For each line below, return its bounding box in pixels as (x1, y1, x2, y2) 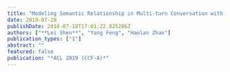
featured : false (7, 49, 54, 56)
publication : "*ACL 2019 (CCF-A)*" (7, 55, 109, 62)
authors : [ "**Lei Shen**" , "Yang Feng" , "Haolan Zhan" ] (7, 29, 171, 36)
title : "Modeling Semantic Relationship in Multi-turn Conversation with (7, 10, 224, 17)
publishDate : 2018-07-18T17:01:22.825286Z (7, 23, 131, 29)
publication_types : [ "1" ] (7, 36, 81, 43)
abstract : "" (7, 42, 45, 49)
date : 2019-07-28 (7, 16, 57, 23)
